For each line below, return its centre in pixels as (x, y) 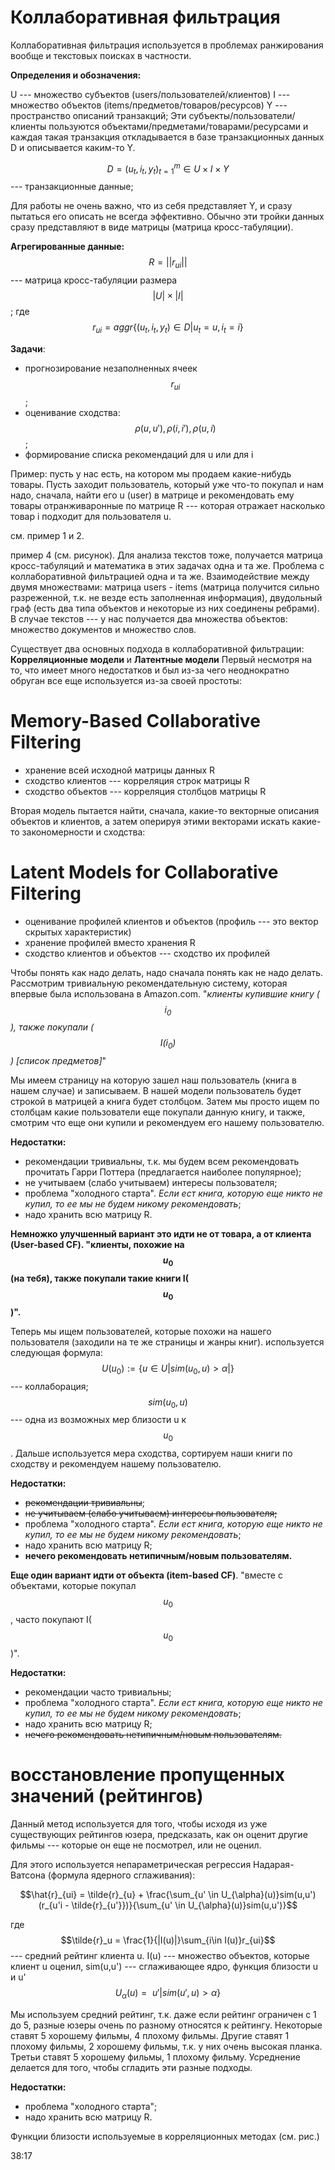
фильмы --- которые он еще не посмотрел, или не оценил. (136, 1845)
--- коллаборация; (49, 1386)
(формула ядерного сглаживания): (121, 1875)
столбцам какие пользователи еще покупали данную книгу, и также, (158, 1112)
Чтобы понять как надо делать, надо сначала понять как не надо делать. (167, 972)
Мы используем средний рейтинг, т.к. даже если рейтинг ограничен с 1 (163, 2014)
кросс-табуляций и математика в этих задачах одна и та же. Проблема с (167, 565)
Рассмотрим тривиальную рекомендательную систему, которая (149, 983)
